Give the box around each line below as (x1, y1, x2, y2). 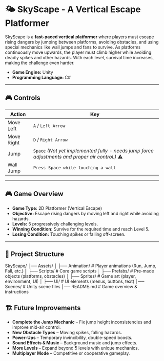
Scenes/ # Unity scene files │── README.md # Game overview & (5, 284, 138, 290)
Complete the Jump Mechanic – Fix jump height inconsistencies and (12, 319, 151, 325)
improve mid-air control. (12, 324, 61, 330)
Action (10, 111, 26, 117)
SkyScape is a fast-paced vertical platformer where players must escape (5, 34, 154, 40)
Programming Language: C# (12, 74, 71, 80)
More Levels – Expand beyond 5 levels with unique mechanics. (12, 345, 139, 351)
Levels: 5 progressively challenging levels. (12, 221, 98, 226)
